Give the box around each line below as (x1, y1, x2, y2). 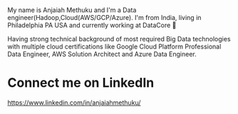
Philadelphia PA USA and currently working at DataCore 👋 (7, 21, 177, 29)
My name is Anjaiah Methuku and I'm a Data (7, 6, 137, 14)
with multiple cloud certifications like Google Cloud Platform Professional (7, 42, 222, 51)
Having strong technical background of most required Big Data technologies (7, 34, 231, 43)
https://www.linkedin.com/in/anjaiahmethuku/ (7, 98, 141, 107)
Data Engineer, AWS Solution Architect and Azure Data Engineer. (7, 49, 197, 58)
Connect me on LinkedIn (7, 75, 155, 91)
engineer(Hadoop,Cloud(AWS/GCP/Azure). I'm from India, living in (7, 13, 202, 21)
